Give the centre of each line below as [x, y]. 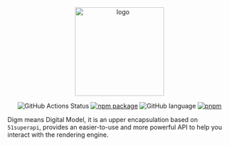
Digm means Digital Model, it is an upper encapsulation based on [103, 119]
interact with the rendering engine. [58, 135]
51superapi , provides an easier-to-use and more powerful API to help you [115, 127]
